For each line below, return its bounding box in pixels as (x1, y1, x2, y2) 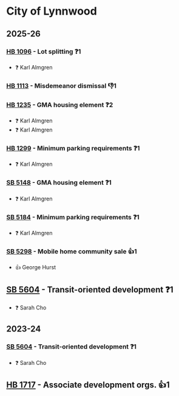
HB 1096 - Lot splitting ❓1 (6, 47, 81, 55)
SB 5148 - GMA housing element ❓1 (6, 179, 112, 187)
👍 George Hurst (15, 264, 56, 271)
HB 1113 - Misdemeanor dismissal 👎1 (6, 81, 117, 90)
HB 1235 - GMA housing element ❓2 (6, 101, 113, 109)
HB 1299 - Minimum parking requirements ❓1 (6, 144, 140, 153)
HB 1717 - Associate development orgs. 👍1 (6, 380, 170, 391)
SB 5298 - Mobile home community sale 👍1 (6, 247, 137, 255)
